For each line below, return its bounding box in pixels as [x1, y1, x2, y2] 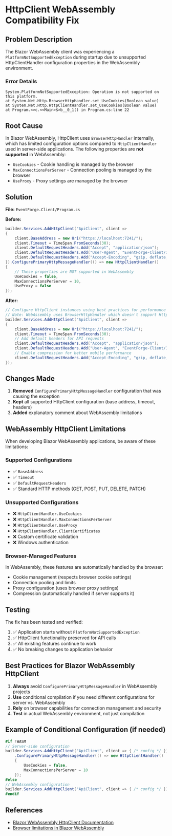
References [5, 806, 43, 814]
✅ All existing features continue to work [12, 641, 97, 646]
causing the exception [12, 393, 60, 399]
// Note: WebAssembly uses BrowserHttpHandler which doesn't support [5, 312, 157, 318]
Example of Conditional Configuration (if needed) [5, 726, 166, 734]
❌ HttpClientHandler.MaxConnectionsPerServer [12, 516, 112, 522]
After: [5, 298, 18, 304]
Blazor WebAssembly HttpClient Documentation [12, 819, 114, 825]
